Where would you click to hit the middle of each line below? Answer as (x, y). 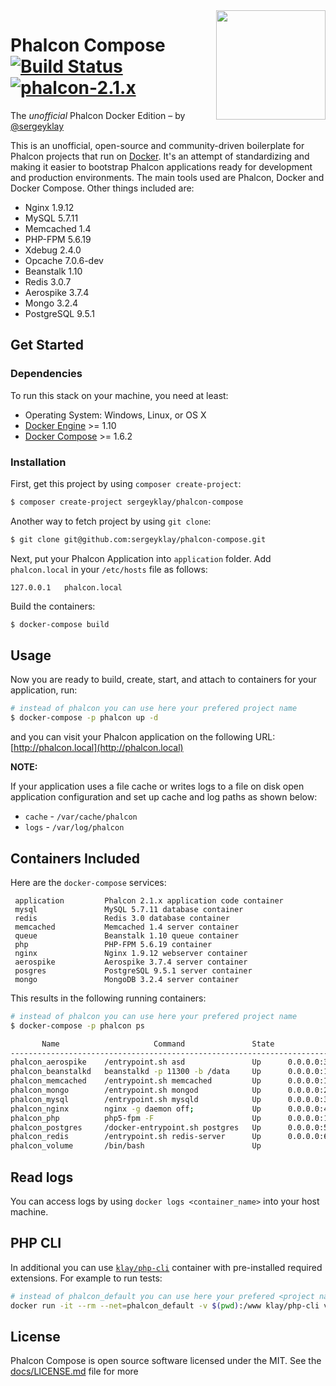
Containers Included (75, 858)
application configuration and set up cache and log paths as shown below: (164, 797)
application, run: (44, 690)
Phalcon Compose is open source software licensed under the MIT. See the (166, 1361)
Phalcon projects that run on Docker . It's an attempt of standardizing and (160, 156)
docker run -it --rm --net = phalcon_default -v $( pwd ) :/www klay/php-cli (165, 1305)
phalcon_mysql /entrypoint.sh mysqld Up (136, 1099)
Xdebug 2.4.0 (53, 250)
